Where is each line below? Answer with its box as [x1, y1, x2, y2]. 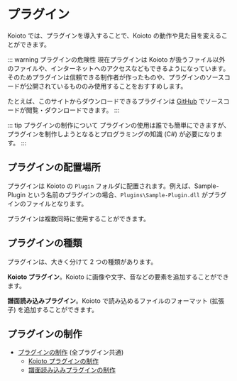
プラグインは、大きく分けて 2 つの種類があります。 [7, 257, 158, 266]
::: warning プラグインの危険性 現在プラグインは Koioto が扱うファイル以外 [7, 55, 226, 64]
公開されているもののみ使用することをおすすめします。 [26, 82, 187, 90]
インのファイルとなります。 [7, 199, 88, 208]
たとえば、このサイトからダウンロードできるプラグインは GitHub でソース [7, 96, 224, 105]
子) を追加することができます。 [7, 305, 98, 314]
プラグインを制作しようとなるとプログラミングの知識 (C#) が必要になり [7, 129, 216, 138]
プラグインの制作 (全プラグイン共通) [17, 348, 124, 357]
